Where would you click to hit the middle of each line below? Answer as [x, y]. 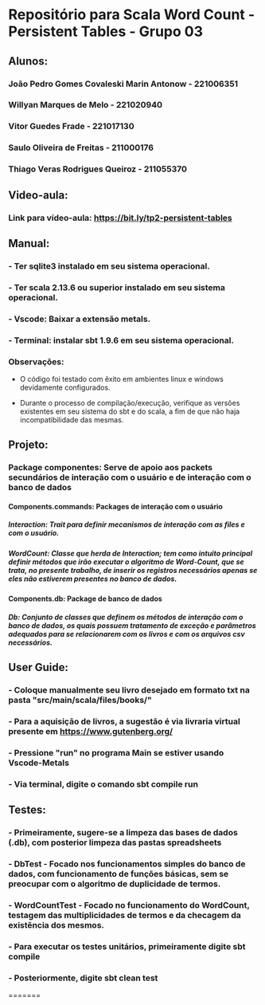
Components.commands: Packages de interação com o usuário [115, 506]
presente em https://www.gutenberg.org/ [91, 731]
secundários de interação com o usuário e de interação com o [130, 477]
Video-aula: [38, 195]
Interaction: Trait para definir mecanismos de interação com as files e [127, 524]
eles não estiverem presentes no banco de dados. [93, 579]
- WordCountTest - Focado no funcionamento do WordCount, [129, 905]
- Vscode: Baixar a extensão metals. [80, 319]
